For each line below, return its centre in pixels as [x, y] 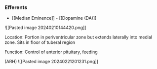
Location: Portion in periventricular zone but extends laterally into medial [78, 37]
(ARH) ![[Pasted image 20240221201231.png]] [51, 62]
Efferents [16, 7]
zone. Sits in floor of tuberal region [40, 42]
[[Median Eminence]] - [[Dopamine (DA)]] [54, 18]
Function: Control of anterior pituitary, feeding [51, 52]
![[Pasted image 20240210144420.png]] [45, 28]
